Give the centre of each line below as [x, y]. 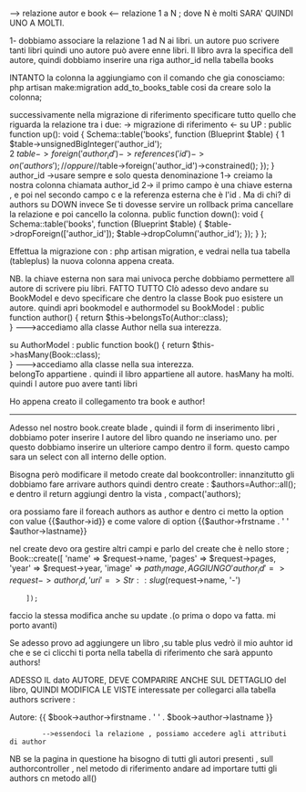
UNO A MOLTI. [37, 23]
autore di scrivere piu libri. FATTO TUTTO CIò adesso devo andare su [139, 288]
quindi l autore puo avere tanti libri [74, 384]
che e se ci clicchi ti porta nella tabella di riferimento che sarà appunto [141, 653]
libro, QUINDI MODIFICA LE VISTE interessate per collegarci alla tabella [143, 690]
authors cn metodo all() [53, 778]
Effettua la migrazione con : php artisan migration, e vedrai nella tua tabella [150, 251]
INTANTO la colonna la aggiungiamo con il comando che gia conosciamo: [147, 78]
